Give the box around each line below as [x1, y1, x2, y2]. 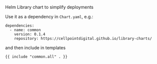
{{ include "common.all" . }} [5, 54, 68, 59]
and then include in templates [5, 45, 66, 51]
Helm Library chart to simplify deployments [5, 4, 93, 10]
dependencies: [5, 23, 35, 28]
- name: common [9, 28, 41, 32]
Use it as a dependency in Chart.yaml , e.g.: [5, 14, 93, 19]
